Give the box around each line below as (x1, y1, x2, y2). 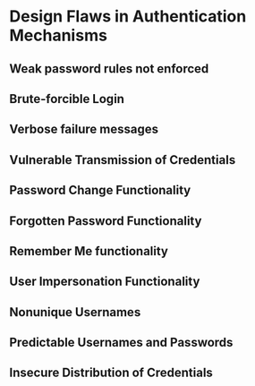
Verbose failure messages (9, 122, 159, 137)
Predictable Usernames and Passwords (9, 335, 234, 350)
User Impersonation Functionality (9, 274, 200, 289)
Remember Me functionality (9, 244, 168, 259)
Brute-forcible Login (9, 91, 125, 107)
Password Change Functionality (9, 183, 191, 198)
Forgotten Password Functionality (9, 213, 202, 228)
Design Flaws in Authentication (9, 6, 247, 27)
